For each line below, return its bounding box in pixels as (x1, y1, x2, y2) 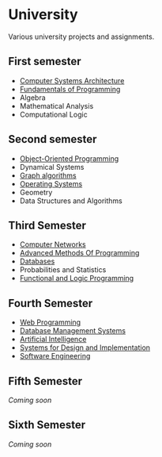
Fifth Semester (8, 374, 83, 388)
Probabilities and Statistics (19, 265, 107, 275)
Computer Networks (19, 240, 87, 249)
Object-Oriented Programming (19, 153, 119, 163)
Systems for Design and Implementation (19, 343, 151, 352)
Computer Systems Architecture (19, 75, 125, 85)
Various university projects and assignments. (8, 32, 155, 41)
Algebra (19, 93, 46, 102)
